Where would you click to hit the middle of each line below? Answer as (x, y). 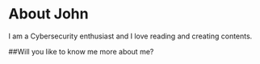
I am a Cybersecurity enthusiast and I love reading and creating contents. (130, 36)
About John (48, 14)
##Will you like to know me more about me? (81, 51)
